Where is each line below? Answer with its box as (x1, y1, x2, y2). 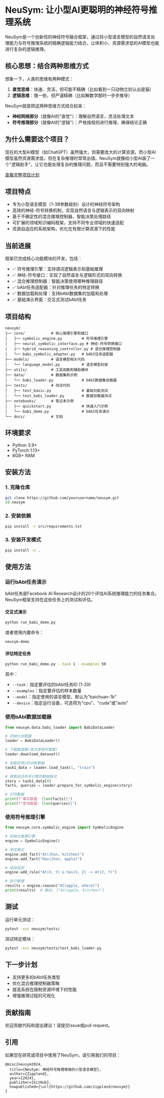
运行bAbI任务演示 (5, 578, 47, 585)
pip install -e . (5, 548, 41, 553)
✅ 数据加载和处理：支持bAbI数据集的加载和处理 (12, 290, 108, 297)
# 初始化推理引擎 (5, 834, 35, 839)
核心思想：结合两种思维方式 (5, 62, 89, 70)
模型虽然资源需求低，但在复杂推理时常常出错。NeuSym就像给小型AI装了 (5, 155, 151, 161)
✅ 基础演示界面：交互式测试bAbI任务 (12, 297, 87, 303)
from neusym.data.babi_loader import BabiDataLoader (5, 725, 115, 730)
